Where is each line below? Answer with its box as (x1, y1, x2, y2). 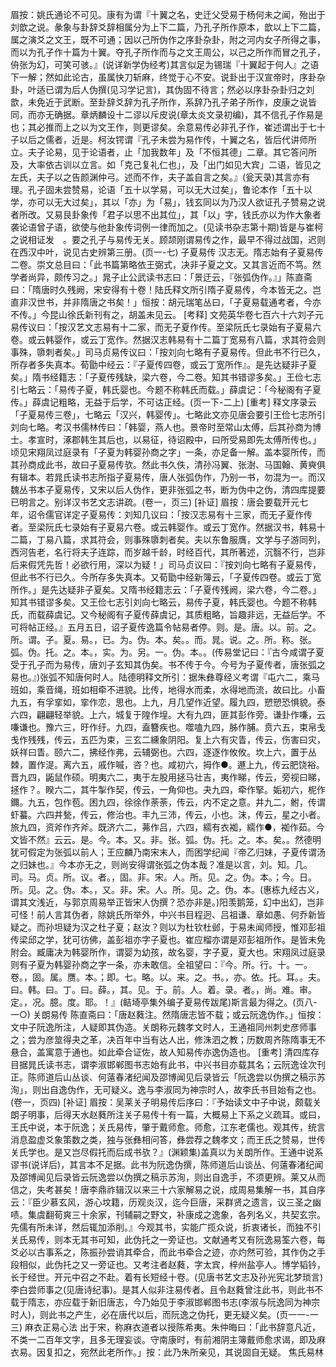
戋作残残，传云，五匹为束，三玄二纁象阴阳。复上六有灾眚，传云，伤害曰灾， (10, 734, 326, 745)
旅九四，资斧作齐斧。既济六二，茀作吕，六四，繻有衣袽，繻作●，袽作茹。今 (10, 821, 325, 833)
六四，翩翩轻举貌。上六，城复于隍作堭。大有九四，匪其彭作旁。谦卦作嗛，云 (10, 709, 326, 720)
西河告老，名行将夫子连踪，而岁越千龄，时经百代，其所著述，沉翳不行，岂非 (10, 546, 326, 558)
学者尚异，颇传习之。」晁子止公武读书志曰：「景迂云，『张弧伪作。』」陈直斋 (10, 271, 313, 283)
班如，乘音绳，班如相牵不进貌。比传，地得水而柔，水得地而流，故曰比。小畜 (10, 684, 326, 695)
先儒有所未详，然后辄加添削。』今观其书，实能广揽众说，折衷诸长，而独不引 (10, 1221, 322, 1233)
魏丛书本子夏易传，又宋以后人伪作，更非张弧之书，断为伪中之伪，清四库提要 (10, 484, 326, 495)
